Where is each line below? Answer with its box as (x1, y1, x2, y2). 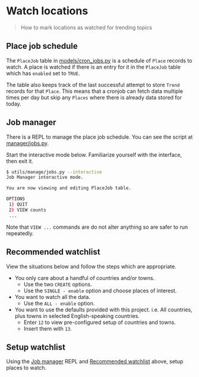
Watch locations (6, 4, 89, 18)
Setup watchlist (6, 342, 65, 352)
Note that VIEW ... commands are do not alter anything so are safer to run (6, 223, 188, 230)
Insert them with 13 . (23, 325, 72, 332)
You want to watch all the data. (14, 293, 91, 300)
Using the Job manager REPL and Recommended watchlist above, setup (6, 358, 184, 365)
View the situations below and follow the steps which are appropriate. (6, 263, 177, 270)
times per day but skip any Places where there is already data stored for (6, 94, 182, 101)
